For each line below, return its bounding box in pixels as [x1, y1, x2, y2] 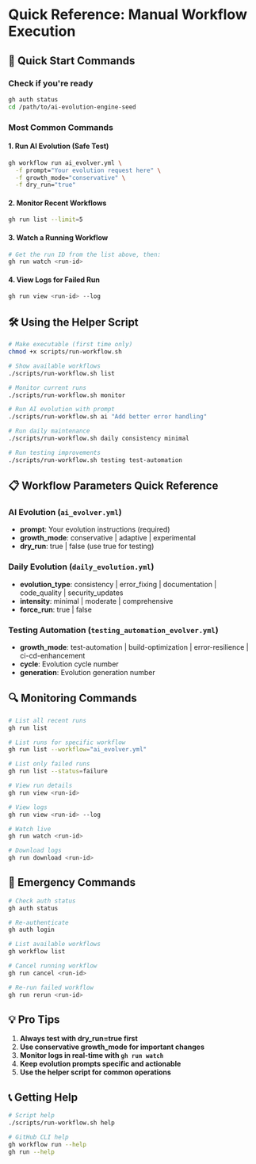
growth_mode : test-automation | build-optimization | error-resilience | [19, 642, 250, 651]
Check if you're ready [8, 78, 94, 89]
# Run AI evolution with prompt [8, 406, 115, 414]
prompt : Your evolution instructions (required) [19, 525, 170, 534]
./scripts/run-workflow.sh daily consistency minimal [8, 434, 190, 443]
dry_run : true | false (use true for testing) [19, 541, 155, 551]
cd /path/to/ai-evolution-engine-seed [8, 103, 136, 111]
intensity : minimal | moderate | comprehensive [19, 596, 174, 605]
